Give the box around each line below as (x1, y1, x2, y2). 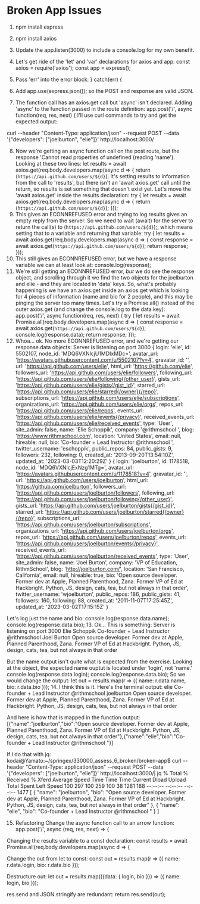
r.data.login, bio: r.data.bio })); (7, 861, 80, 868)
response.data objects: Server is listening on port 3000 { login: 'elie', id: (15, 343, 191, 350)
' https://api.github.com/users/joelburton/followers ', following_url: (15, 489, 175, 496)
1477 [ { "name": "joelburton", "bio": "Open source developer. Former (17, 788, 186, 796)
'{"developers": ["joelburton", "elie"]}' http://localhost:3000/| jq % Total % (7, 769, 189, 776)
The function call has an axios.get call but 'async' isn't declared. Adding (15, 99, 192, 106)
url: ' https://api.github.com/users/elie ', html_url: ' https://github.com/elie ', (15, 362, 193, 369)
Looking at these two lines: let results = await (15, 160, 127, 167)
